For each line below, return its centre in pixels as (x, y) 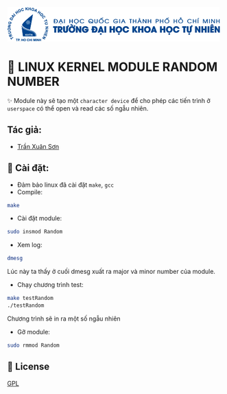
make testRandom (30, 299)
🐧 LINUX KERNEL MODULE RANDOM (112, 67)
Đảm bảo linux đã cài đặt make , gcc (65, 185)
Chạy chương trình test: (50, 285)
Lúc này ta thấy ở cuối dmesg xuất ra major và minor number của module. (111, 272)
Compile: (30, 192)
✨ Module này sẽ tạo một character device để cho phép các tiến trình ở (109, 100)
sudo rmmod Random (33, 345)
